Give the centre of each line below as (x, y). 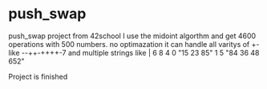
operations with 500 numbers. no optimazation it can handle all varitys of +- (134, 44)
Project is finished (38, 76)
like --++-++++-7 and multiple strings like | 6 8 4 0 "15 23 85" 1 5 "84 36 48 (134, 52)
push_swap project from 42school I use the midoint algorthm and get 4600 (132, 36)
